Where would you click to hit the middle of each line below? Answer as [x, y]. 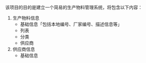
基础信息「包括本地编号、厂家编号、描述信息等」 [71, 24]
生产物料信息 [26, 18]
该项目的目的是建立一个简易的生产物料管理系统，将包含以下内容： [74, 7]
